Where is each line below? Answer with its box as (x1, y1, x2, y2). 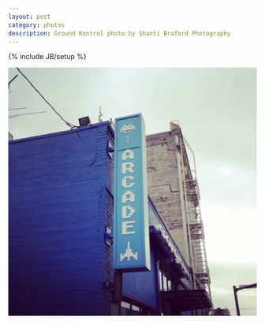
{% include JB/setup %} (8, 52, 87, 61)
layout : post (8, 13, 51, 20)
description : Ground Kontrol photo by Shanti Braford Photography (8, 29, 231, 37)
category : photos (8, 20, 65, 29)
